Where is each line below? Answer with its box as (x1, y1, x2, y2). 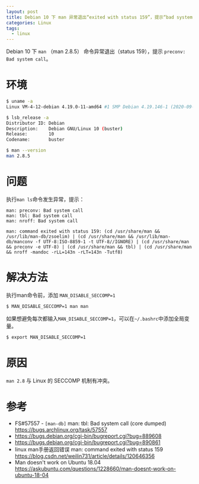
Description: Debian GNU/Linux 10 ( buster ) (6, 125, 123, 131)
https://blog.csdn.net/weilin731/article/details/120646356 (14, 452, 155, 460)
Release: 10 (6, 131, 54, 137)
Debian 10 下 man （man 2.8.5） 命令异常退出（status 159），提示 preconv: (6, 48, 186, 55)
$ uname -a (6, 99, 33, 105)
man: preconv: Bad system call (6, 208, 84, 213)
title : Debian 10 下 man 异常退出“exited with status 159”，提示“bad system (6, 14, 193, 20)
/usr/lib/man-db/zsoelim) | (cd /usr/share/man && (6, 233, 134, 240)
